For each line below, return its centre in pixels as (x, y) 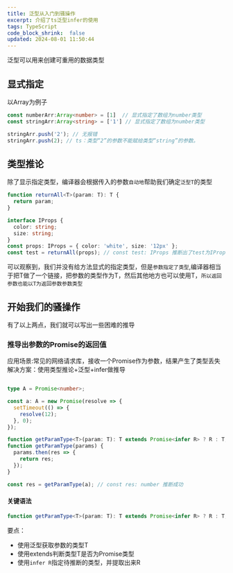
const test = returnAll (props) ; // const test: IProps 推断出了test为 (109, 253)
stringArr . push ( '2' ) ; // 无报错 (52, 134)
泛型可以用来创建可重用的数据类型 (56, 60)
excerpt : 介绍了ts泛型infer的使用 (53, 20)
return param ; (34, 202)
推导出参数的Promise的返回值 (57, 344)
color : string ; (35, 227)
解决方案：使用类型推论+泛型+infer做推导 (67, 370)
